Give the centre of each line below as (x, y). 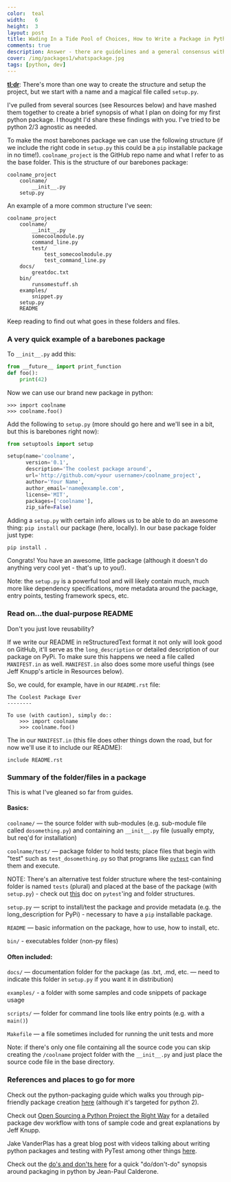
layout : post (26, 33)
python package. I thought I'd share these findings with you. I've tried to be (113, 119)
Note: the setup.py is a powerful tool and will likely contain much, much (108, 581)
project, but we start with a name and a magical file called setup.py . (103, 92)
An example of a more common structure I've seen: (80, 205)
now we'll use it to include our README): (65, 747)
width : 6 (23, 20)
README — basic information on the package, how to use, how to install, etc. (113, 928)
